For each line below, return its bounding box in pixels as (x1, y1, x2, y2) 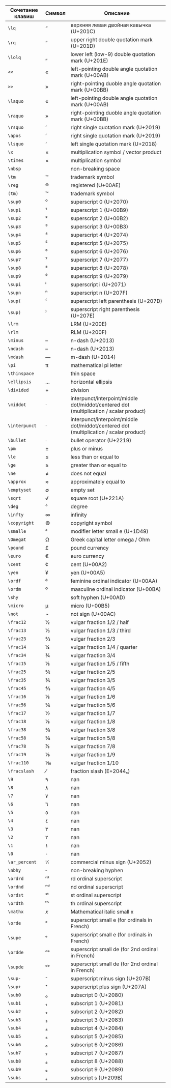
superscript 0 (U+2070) (70, 198, 129, 205)
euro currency (70, 553, 104, 559)
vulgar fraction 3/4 (70, 652, 116, 658)
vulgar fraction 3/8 (70, 726, 116, 733)
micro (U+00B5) (70, 603, 110, 609)
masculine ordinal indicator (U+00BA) (70, 586, 161, 592)
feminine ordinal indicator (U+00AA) (70, 578, 158, 584)
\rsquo (8, 125, 24, 130)
